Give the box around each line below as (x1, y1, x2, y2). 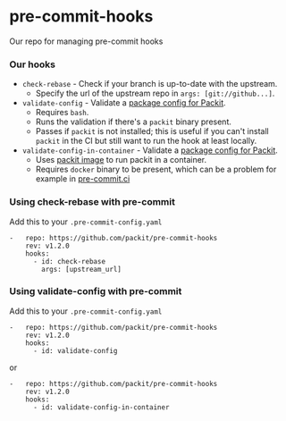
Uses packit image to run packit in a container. (35, 155, 207, 165)
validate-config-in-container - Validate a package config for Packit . (21, 145, 279, 156)
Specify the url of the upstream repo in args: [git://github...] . (35, 88, 275, 99)
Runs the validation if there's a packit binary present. (35, 116, 232, 127)
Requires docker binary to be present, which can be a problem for (35, 164, 277, 175)
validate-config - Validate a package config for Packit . (21, 97, 226, 108)
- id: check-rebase (32, 257, 105, 265)
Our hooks (9, 58, 56, 71)
